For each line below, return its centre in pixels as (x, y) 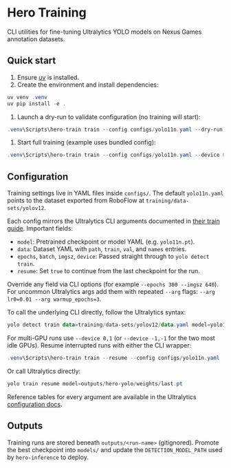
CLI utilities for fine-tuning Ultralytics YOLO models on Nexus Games (104, 32)
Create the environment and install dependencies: (88, 85)
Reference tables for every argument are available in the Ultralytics (102, 396)
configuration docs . (35, 404)
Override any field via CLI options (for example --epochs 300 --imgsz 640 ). (113, 284)
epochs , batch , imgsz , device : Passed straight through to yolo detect (113, 257)
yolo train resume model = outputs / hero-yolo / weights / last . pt (95, 383)
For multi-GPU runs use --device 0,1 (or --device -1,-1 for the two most (111, 338)
